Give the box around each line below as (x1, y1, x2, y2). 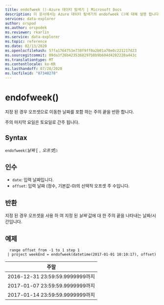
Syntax (5, 134, 27, 142)
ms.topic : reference (5, 39, 47, 44)
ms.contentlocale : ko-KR (5, 62, 56, 67)
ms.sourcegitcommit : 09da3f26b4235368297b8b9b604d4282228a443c (5, 52, 137, 58)
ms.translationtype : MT (5, 57, 54, 62)
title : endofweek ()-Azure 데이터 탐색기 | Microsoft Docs (5, 7, 122, 12)
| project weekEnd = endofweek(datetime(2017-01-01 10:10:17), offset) (7, 252, 157, 257)
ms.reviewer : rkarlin (5, 30, 49, 35)
